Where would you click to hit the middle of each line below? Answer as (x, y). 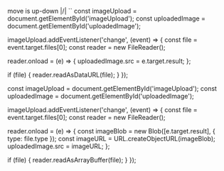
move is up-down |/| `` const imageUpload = (72, 11)
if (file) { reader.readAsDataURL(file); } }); (68, 75)
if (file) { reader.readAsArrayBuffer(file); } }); (72, 160)
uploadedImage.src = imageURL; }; (59, 146)
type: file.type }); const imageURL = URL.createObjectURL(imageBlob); (111, 139)
